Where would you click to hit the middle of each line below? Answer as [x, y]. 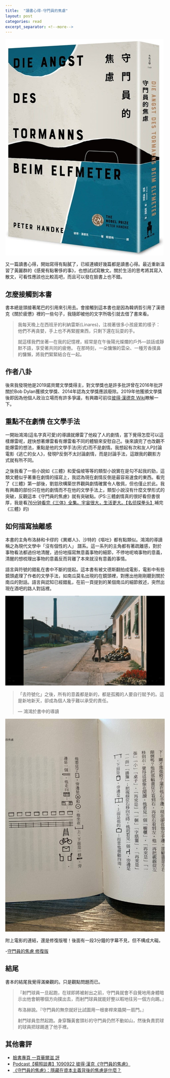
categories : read [24, 21]
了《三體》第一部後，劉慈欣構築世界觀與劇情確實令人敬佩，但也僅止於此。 [83, 484]
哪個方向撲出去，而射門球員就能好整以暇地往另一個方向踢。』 [103, 999]
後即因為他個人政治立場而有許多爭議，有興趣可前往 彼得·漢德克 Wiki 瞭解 [80, 397]
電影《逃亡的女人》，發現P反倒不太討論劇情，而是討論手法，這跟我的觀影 [81, 454]
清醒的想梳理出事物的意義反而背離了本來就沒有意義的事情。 [67, 559]
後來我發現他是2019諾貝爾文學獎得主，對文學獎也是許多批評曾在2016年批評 [84, 385]
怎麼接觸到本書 [29, 294]
